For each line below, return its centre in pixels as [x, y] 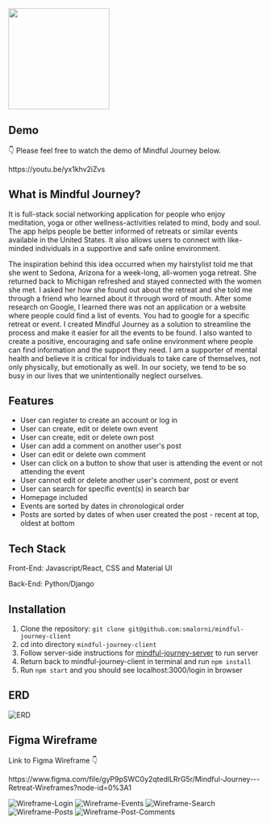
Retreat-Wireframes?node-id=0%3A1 [70, 788]
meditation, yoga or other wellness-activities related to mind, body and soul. [135, 222]
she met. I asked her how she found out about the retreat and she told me [131, 289]
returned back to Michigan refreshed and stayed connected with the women [135, 281]
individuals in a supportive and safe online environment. [128, 248]
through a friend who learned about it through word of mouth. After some [130, 298]
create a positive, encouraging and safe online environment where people [131, 341]
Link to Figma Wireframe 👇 [53, 760]
